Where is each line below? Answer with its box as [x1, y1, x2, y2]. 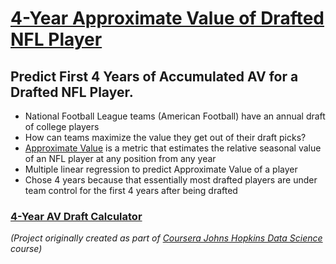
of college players [24, 121, 100, 132]
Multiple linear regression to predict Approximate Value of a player [24, 163, 298, 175]
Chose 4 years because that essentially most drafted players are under [24, 174, 318, 186]
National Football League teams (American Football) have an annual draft [24, 110, 326, 122]
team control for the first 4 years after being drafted [24, 185, 238, 196]
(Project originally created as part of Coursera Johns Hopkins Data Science [10, 232, 323, 244]
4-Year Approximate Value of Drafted [10, 7, 325, 30]
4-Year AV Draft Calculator [10, 209, 143, 223]
